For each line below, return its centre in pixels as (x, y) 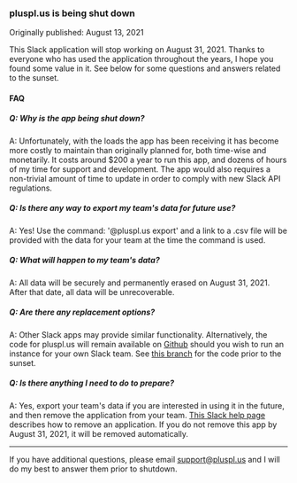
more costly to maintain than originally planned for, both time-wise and (138, 150)
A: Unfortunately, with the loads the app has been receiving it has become (144, 141)
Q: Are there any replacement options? (82, 312)
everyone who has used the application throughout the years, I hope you (141, 59)
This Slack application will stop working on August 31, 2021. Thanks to (137, 50)
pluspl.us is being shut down (72, 13)
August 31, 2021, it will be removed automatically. (99, 433)
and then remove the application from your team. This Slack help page (137, 415)
